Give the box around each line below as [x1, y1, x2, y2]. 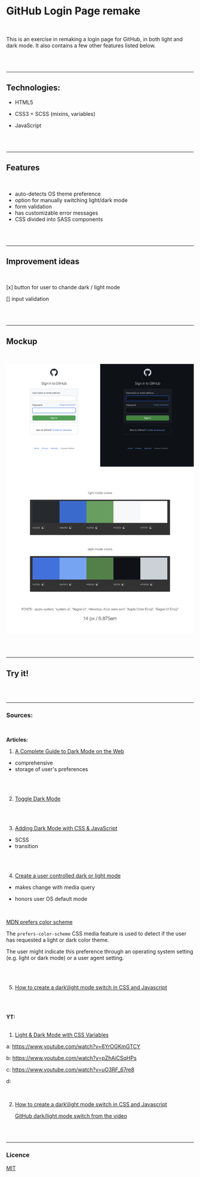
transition [14, 843, 39, 850]
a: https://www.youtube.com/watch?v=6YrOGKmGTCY [6, 1043, 141, 1050]
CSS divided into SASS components [14, 215, 103, 222]
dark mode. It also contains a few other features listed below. [6, 42, 156, 49]
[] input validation [6, 295, 49, 302]
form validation [14, 203, 52, 210]
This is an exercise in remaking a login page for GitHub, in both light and [6, 35, 183, 42]
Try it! [6, 668, 29, 678]
